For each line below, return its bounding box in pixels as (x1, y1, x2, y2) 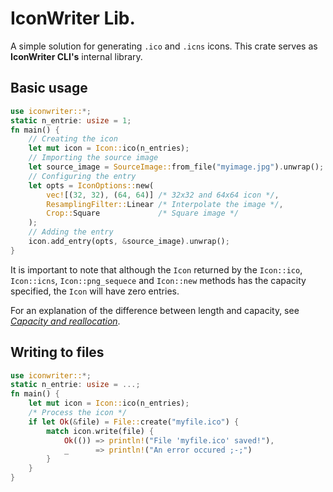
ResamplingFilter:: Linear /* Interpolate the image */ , (46, 199, 284, 209)
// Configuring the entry (28, 171, 137, 181)
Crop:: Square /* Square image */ (46, 208, 240, 219)
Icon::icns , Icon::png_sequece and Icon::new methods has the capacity (10, 274, 307, 286)
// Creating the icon (28, 134, 118, 144)
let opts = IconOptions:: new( (28, 180, 155, 191)
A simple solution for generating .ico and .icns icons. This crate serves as (10, 40, 318, 52)
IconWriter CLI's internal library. (10, 50, 143, 62)
